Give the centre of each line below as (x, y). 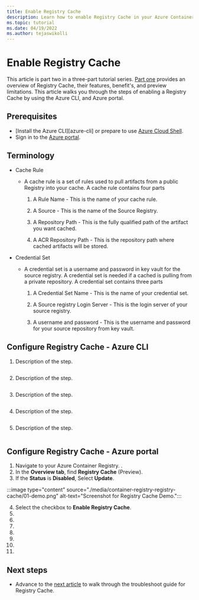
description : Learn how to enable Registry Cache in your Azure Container (101, 17)
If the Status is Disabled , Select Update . (65, 478)
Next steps (27, 570)
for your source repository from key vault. (84, 328)
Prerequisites (32, 117)
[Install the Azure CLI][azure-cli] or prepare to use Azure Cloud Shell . (99, 131)
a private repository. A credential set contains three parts (93, 281)
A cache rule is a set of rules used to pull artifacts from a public (101, 181)
